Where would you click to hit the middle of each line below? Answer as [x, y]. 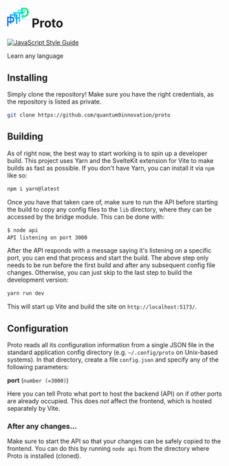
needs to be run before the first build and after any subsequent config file [111, 265]
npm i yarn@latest [33, 188]
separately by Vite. [34, 409]
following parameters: [38, 367]
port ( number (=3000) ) [38, 380]
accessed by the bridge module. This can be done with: [86, 217]
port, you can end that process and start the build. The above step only [108, 258]
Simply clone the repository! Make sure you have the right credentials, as [111, 95]
